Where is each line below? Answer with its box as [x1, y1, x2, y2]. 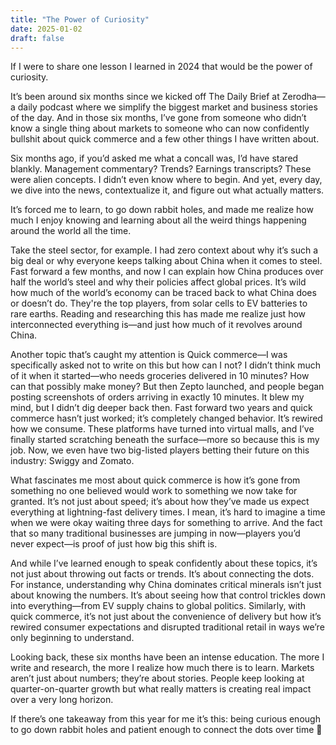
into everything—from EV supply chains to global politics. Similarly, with [10, 600, 307, 612]
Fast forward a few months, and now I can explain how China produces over [10, 266, 324, 278]
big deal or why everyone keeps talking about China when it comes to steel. [10, 255, 323, 267]
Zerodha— [281, 91, 326, 103]
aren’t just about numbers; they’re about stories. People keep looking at [10, 672, 305, 685]
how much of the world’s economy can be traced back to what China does [10, 287, 317, 299]
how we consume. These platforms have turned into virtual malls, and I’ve [10, 423, 315, 435]
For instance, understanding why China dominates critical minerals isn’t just [10, 579, 322, 591]
